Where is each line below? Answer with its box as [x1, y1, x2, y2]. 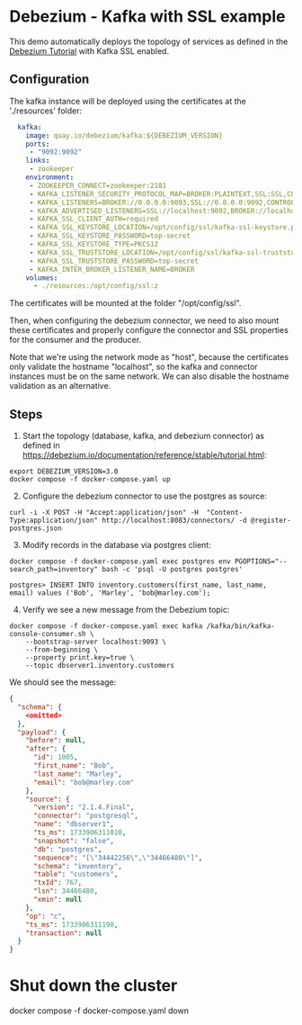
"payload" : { [17, 727, 67, 737]
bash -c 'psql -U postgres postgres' [102, 565, 244, 574]
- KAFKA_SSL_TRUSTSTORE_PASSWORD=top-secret [29, 256, 200, 265]
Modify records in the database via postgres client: [22, 540, 211, 551]
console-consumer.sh [9, 630, 87, 639]
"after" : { [25, 744, 67, 753]
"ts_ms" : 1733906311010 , [32, 828, 127, 838]
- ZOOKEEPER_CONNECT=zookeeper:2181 [29, 181, 167, 190]
